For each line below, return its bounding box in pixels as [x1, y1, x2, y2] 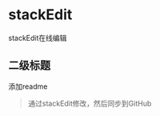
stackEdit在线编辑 [8, 33, 67, 42]
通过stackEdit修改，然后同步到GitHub [27, 98, 152, 108]
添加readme [8, 82, 48, 91]
